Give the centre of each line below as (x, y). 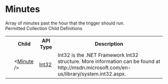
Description (109, 43)
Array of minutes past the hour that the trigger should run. (65, 23)
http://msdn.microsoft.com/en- (94, 67)
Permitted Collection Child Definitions (44, 28)
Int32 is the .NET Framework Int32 (98, 55)
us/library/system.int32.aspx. (92, 73)
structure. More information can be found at (109, 61)
